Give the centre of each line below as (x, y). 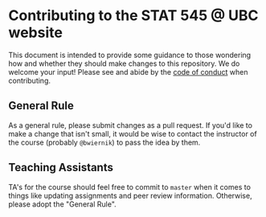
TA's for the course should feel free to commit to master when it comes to (130, 186)
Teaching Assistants (61, 168)
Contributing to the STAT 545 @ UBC (133, 16)
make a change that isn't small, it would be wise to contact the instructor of (133, 133)
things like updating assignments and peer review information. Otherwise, (130, 195)
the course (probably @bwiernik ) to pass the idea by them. (104, 142)
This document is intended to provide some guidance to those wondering (130, 55)
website (35, 33)
